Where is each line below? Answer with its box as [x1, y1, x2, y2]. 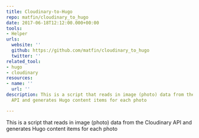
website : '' [11, 42, 41, 48]
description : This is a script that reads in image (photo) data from [6, 92, 184, 98]
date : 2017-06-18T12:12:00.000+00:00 [6, 20, 99, 26]
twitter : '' [11, 53, 41, 59]
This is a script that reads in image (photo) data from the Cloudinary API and [6, 118, 192, 126]
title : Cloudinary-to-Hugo [6, 8, 73, 15]
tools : [6, 25, 23, 32]
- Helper [6, 31, 28, 37]
